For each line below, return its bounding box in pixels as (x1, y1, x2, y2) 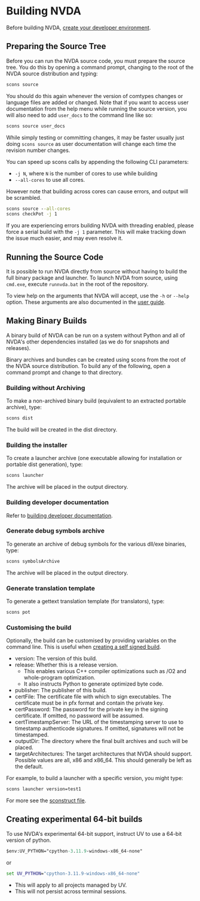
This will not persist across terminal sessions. (14, 887, 127, 895)
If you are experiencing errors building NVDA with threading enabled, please (6, 222, 194, 229)
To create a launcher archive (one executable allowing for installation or (6, 455, 182, 462)
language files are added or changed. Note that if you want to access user (6, 99, 189, 106)
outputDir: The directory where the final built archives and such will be (14, 738, 188, 745)
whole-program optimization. (23, 674, 96, 681)
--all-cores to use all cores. (14, 176, 85, 183)
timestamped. (14, 731, 49, 738)
